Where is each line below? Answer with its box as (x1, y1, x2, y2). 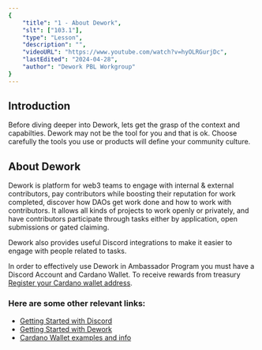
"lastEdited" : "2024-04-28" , (22, 56, 118, 64)
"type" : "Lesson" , (22, 33, 83, 42)
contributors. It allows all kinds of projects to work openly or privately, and (8, 206, 249, 215)
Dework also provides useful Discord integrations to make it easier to (8, 238, 233, 248)
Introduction (8, 99, 71, 113)
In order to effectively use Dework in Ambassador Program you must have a (8, 262, 255, 271)
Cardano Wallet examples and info (19, 333, 132, 342)
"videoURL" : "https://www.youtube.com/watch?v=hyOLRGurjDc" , (22, 48, 227, 56)
